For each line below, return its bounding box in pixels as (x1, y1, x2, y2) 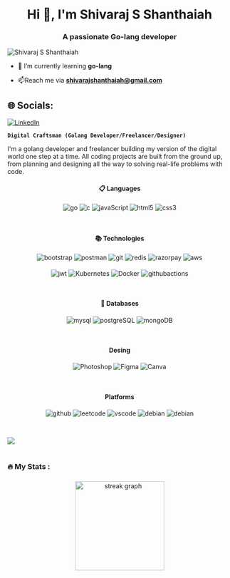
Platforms (105, 393, 135, 401)
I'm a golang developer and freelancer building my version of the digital (7, 145, 217, 153)
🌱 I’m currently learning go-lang (17, 62, 113, 71)
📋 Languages (98, 184, 141, 192)
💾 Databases (100, 299, 139, 308)
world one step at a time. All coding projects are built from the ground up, (7, 153, 223, 161)
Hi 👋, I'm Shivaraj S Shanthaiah (27, 6, 212, 23)
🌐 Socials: (7, 99, 54, 111)
